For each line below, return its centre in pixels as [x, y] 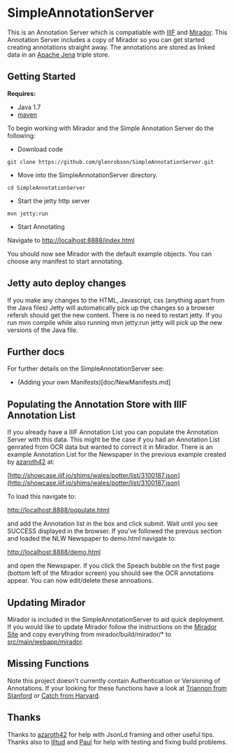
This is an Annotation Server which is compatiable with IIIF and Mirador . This [117, 32]
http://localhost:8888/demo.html [54, 552]
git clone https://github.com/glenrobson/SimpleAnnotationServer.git [111, 162]
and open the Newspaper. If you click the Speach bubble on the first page [114, 566]
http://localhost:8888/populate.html [58, 510]
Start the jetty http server [54, 200]
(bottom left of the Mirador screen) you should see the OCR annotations [111, 573]
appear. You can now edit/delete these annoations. [80, 581]
